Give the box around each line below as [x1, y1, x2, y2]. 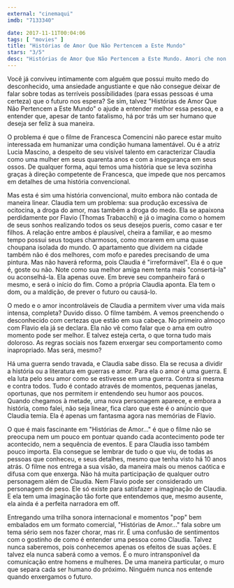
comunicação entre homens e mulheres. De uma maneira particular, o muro [7, 557, 225, 566]
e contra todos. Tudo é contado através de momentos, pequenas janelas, [7, 381, 218, 390]
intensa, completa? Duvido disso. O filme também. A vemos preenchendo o [7, 309, 225, 317]
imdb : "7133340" [7, 17, 54, 24]
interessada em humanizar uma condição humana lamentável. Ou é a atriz [7, 140, 221, 148]
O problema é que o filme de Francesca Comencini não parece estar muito [7, 132, 222, 141]
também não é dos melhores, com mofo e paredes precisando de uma [7, 250, 210, 259]
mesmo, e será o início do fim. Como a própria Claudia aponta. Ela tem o [7, 280, 216, 288]
